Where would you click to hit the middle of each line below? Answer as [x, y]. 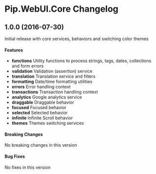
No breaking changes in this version [41, 145]
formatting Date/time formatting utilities [52, 82]
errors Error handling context [41, 87]
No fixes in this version [28, 167]
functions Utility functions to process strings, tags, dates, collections [81, 61]
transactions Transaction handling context [55, 92]
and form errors [28, 66]
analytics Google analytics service [47, 97]
